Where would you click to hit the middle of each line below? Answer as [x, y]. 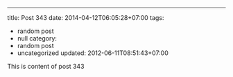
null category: [37, 38]
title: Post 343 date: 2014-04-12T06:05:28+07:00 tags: [86, 18]
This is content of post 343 [46, 66]
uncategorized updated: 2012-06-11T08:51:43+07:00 [93, 53]
